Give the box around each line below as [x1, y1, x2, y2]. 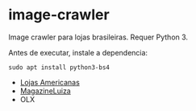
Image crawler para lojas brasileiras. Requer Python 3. [8, 32, 188, 42]
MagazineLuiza [19, 86, 71, 96]
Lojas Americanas [19, 77, 81, 87]
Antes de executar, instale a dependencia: [8, 47, 148, 57]
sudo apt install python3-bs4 [8, 63, 111, 72]
